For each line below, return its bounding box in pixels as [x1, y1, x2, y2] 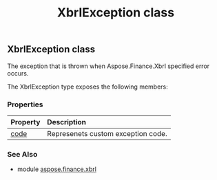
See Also [7, 149, 38, 159]
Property [10, 117, 41, 126]
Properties [7, 100, 43, 109]
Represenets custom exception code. [47, 128, 167, 138]
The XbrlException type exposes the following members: [7, 82, 169, 91]
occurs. [7, 69, 29, 77]
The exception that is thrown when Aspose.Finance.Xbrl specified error [7, 62, 210, 70]
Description [47, 117, 87, 126]
